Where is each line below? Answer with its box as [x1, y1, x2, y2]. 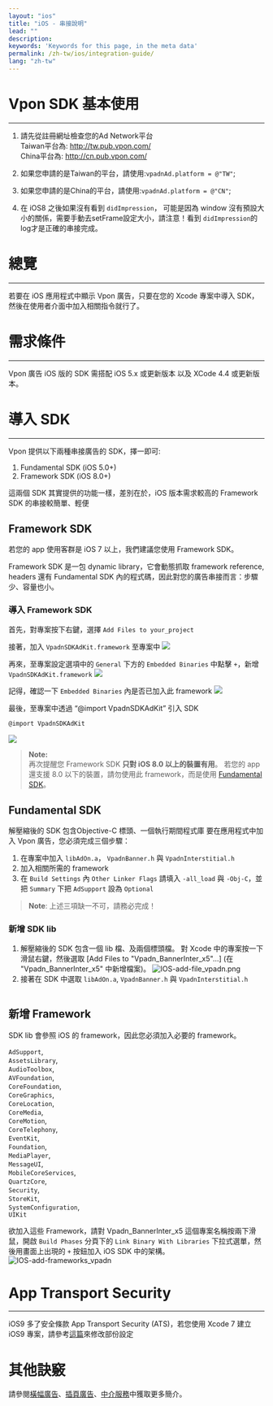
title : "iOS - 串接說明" [8, 20, 88, 28]
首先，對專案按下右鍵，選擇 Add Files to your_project [8, 624, 194, 634]
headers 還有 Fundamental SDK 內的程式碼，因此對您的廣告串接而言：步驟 [8, 572, 258, 582]
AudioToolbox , [8, 1064, 54, 1074]
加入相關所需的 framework [19, 863, 109, 874]
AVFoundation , [8, 1072, 54, 1082]
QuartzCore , [8, 1176, 47, 1186]
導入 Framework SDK [8, 605, 93, 616]
